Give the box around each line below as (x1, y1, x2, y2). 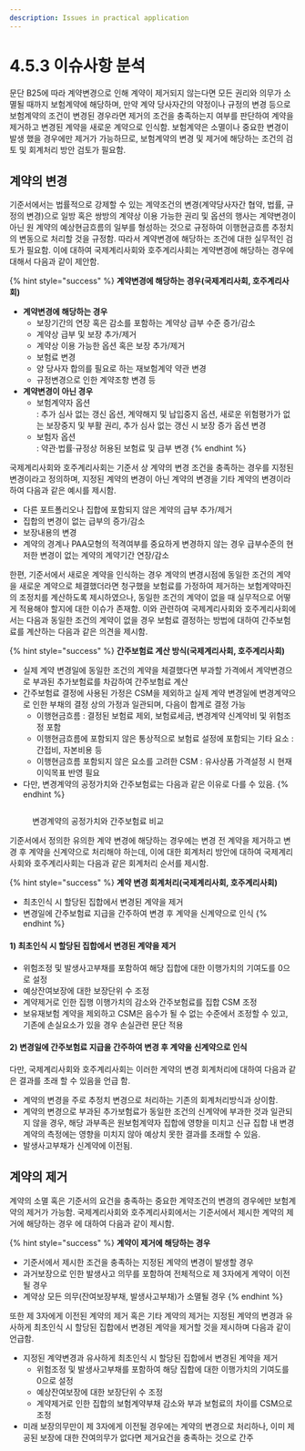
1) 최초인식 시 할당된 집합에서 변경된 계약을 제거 (9, 940, 177, 951)
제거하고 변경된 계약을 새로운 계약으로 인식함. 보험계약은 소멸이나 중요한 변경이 (9, 121, 290, 132)
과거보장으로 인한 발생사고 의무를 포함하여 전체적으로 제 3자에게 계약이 (22, 1268, 274, 1279)
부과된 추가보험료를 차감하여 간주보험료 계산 (32, 676, 188, 688)
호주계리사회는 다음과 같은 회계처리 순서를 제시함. (33, 858, 209, 869)
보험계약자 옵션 (36, 397, 91, 408)
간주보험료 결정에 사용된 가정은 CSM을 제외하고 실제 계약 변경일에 (22, 688, 258, 699)
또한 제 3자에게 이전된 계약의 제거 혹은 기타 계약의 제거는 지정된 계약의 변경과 (9, 1310, 284, 1321)
